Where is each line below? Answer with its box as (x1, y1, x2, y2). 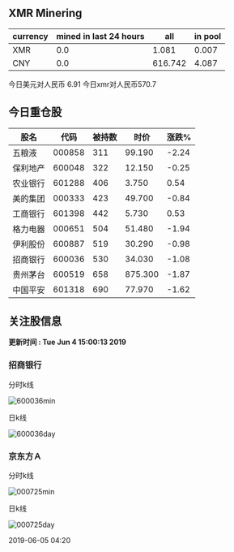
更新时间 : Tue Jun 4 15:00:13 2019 (8, 337, 127, 347)
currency (12, 30, 49, 41)
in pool (194, 30, 221, 41)
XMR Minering (8, 6, 83, 20)
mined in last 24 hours (56, 30, 145, 41)
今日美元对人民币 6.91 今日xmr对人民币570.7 (8, 79, 156, 88)
